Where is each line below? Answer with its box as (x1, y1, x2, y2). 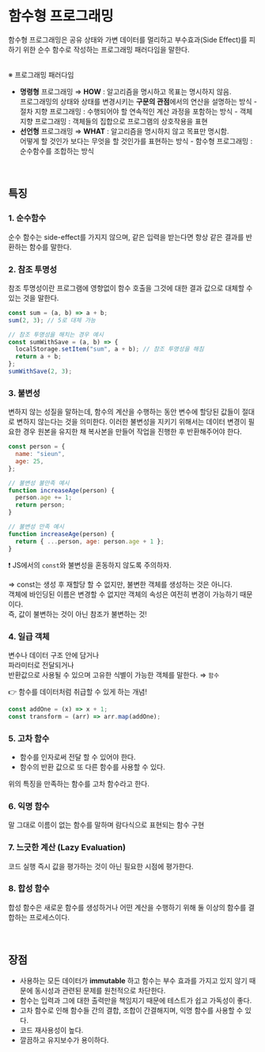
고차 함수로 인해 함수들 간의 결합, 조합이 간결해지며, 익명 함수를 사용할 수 (19, 1005, 244, 1015)
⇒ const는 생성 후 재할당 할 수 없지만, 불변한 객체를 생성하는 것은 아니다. (8, 579, 233, 589)
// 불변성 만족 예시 (8, 523, 65, 531)
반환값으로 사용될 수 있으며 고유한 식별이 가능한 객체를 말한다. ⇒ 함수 (8, 670, 220, 679)
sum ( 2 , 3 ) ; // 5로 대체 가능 (8, 316, 97, 325)
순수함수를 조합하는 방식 (19, 146, 95, 155)
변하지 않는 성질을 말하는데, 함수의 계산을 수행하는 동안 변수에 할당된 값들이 (8, 407, 240, 416)
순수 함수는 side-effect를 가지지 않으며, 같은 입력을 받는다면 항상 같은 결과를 (8, 232, 244, 241)
